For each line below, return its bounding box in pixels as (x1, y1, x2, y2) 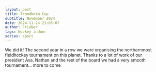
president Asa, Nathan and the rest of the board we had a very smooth (5, 57, 146, 63)
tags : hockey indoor (5, 29, 47, 34)
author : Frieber (5, 25, 38, 30)
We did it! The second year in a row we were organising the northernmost (5, 47, 152, 53)
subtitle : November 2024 (5, 16, 55, 21)
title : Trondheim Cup (5, 12, 49, 16)
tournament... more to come (5, 62, 61, 68)
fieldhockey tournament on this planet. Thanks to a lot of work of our (5, 52, 142, 58)
